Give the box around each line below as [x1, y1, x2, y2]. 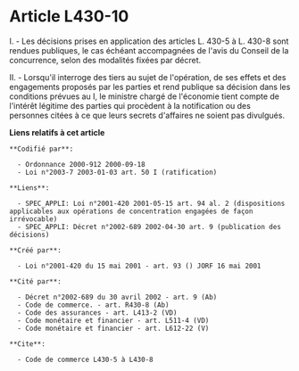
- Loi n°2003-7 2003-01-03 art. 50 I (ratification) [17, 168, 218, 177]
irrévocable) [9, 214, 58, 224]
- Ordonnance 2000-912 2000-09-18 [17, 160, 145, 169]
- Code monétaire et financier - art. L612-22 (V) [17, 324, 210, 333]
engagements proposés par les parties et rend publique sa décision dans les [9, 81, 291, 92]
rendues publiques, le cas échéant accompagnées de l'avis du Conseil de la [9, 45, 289, 55]
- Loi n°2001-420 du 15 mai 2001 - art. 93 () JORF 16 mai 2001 [17, 261, 262, 270]
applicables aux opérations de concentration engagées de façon [9, 207, 253, 216]
